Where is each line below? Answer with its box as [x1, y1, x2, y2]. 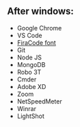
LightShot [16, 112, 44, 120]
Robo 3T [16, 68, 42, 76]
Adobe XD [16, 82, 46, 90]
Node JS [16, 53, 42, 61]
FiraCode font [16, 38, 56, 47]
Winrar [16, 104, 36, 113]
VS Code [16, 31, 42, 39]
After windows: [7, 6, 74, 17]
